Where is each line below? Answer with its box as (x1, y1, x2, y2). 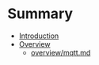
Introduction (18, 31, 59, 40)
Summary (7, 5, 73, 23)
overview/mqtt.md (30, 48, 91, 57)
